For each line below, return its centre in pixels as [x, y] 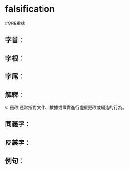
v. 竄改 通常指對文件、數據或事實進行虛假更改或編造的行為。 [66, 107]
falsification [30, 9]
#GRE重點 [15, 23]
